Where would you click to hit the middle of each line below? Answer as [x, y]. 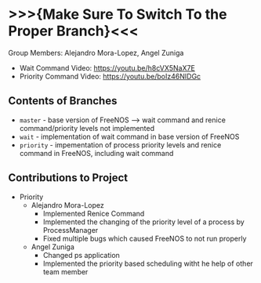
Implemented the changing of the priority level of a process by [143, 222]
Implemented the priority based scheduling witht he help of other [148, 263]
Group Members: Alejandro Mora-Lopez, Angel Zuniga [96, 53]
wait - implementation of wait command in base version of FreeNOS [129, 136]
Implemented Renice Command [94, 213]
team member [65, 271]
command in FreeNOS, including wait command [96, 153]
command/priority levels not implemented [87, 128]
